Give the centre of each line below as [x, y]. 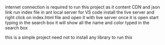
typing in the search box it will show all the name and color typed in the [77, 22]
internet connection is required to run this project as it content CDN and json [82, 7]
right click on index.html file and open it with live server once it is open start [82, 17]
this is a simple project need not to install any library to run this [69, 37]
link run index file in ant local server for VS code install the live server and [80, 12]
